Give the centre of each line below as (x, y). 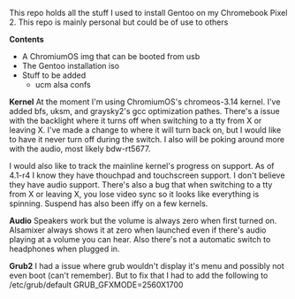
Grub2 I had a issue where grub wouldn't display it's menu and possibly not (147, 266)
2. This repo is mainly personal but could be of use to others (119, 22)
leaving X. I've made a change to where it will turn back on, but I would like (145, 130)
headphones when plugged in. (64, 249)
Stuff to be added (54, 75)
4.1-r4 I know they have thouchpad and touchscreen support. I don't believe (147, 175)
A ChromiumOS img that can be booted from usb (111, 56)
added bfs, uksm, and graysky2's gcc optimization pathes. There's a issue (144, 111)
